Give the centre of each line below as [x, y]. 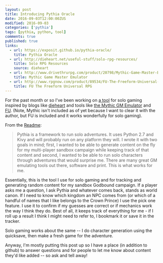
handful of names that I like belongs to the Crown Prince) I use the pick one [80, 200]
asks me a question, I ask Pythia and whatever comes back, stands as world [81, 190]
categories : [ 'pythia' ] [29, 28]
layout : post [18, 9]
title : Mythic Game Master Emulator [51, 77]
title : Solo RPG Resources [41, 64]
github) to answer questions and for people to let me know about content [78, 250]
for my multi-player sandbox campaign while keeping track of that [83, 150]
